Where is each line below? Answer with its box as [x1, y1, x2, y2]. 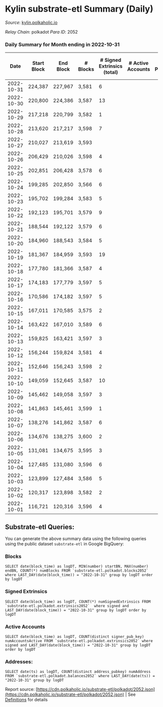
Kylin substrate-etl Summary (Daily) [5, 3, 154, 15]
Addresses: [5, 658, 33, 665]
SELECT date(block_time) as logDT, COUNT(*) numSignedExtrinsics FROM [5, 599, 151, 604]
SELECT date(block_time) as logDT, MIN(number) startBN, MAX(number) [5, 564, 149, 569]
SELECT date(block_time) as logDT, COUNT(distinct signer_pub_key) [5, 634, 145, 639]
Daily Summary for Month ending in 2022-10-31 [5, 41, 120, 48]
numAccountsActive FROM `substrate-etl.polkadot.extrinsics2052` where [5, 638, 153, 643]
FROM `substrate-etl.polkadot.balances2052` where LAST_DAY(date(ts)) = [5, 673, 155, 679]
